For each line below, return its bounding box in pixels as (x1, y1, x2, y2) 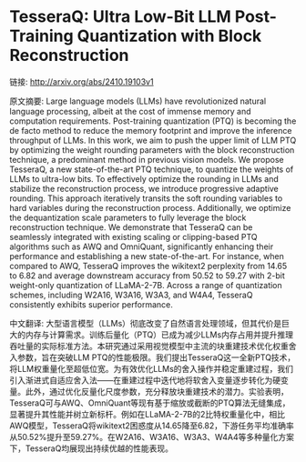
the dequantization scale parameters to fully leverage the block (9, 212, 247, 223)
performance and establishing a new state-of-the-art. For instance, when (9, 250, 285, 261)
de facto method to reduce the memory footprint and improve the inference (9, 125, 292, 136)
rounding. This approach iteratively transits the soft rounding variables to (9, 193, 283, 204)
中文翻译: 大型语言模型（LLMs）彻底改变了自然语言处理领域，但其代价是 (9, 317, 282, 328)
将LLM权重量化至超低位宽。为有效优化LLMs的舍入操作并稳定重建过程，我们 (9, 363, 294, 374)
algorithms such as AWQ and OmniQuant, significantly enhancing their (9, 241, 274, 252)
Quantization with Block (76, 25, 262, 46)
